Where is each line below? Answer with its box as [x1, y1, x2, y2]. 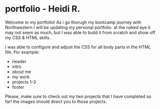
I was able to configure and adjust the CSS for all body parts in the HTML [5, 44, 151, 50]
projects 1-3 [12, 79, 36, 85]
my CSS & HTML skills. [5, 35, 51, 41]
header [12, 58, 27, 64]
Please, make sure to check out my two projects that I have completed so [5, 93, 152, 99]
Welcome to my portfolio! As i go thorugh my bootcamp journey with [5, 19, 142, 25]
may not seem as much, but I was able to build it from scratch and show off [5, 29, 156, 35]
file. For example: [5, 49, 40, 55]
